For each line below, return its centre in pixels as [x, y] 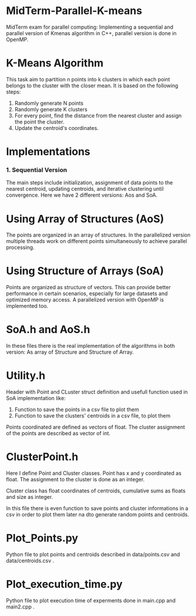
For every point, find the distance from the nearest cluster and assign [98, 115]
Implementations [48, 152]
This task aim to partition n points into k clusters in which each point [88, 79]
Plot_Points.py [42, 538]
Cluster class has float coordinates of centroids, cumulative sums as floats [96, 491]
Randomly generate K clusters [51, 109]
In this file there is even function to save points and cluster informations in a [97, 508]
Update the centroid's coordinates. [56, 128]
